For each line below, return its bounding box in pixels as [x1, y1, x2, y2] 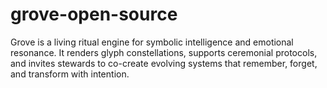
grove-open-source [10, 3, 178, 26]
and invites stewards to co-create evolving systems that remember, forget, [10, 57, 318, 69]
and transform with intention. [10, 68, 130, 80]
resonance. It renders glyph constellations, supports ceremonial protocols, [10, 46, 318, 58]
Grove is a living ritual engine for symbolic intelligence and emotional [10, 36, 294, 48]
